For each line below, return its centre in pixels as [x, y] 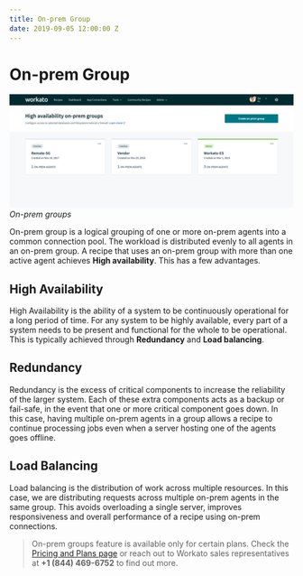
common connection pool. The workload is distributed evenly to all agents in [151, 242]
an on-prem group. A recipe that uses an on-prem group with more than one [151, 251]
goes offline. [32, 437]
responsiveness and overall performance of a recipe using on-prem [135, 516]
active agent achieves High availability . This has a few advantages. [135, 261]
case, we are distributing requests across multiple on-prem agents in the [144, 497]
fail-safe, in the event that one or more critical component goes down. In [144, 409]
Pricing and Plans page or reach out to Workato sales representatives [161, 553]
